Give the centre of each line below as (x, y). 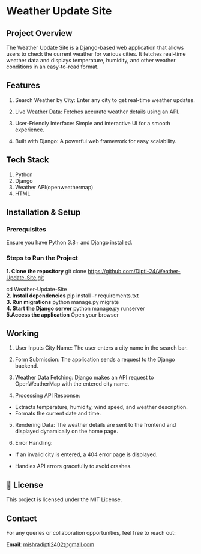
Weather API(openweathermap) (54, 187)
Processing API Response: (47, 395)
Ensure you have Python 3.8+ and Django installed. (70, 243)
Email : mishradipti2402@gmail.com (50, 544)
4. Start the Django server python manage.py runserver (76, 308)
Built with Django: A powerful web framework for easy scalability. (96, 141)
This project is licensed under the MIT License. (64, 499)
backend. (26, 366)
